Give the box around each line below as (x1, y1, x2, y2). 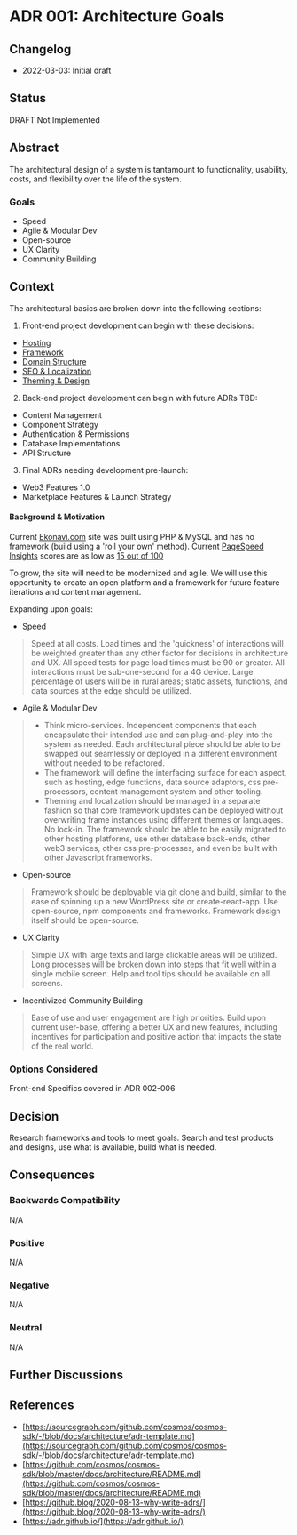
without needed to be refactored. (43, 758, 166, 768)
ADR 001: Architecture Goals (9, 6, 224, 27)
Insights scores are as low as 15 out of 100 (9, 550, 164, 561)
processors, (43, 785, 89, 797)
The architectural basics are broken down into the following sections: (9, 302, 262, 313)
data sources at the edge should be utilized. (30, 685, 192, 695)
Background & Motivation (9, 511, 105, 522)
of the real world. (30, 1041, 94, 1051)
